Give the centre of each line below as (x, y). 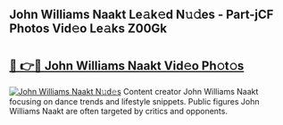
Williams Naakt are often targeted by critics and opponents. (118, 111)
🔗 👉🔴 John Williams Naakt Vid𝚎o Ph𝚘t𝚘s (127, 66)
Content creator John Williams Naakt (191, 92)
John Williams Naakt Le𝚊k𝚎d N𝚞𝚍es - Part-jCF (141, 15)
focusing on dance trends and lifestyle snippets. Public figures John (134, 101)
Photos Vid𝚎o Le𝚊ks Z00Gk (88, 29)
